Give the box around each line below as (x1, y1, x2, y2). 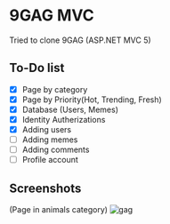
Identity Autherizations (21, 114, 106, 124)
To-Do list (9, 60, 65, 76)
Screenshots (9, 180, 82, 196)
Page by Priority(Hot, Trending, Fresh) (21, 94, 162, 105)
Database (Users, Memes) (21, 104, 118, 115)
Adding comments (21, 144, 90, 156)
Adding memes (21, 134, 78, 145)
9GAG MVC (9, 5, 95, 26)
